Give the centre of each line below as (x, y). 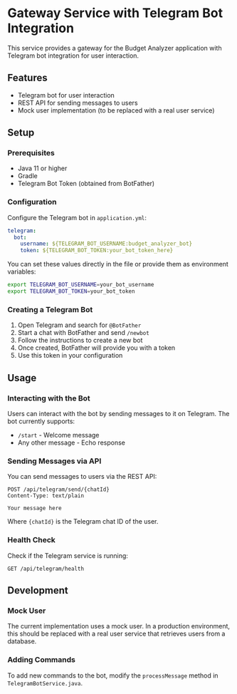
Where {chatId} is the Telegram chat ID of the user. (83, 522)
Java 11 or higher (42, 168)
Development (38, 590)
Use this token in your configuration (70, 356)
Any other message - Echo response (72, 442)
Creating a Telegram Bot (50, 309)
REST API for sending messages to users (78, 103)
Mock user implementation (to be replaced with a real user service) (116, 110)
